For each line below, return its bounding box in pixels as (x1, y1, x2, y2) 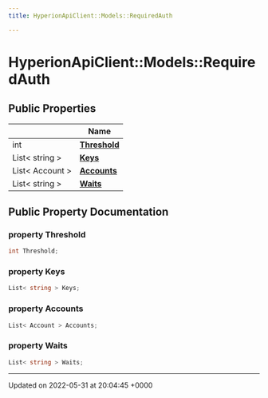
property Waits (8, 340, 68, 352)
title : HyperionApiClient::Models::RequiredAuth (8, 11, 173, 20)
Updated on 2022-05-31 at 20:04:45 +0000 (8, 380, 153, 390)
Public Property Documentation (8, 205, 169, 219)
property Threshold (8, 229, 86, 240)
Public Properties (8, 101, 97, 116)
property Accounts (8, 303, 84, 314)
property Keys (8, 266, 65, 277)
